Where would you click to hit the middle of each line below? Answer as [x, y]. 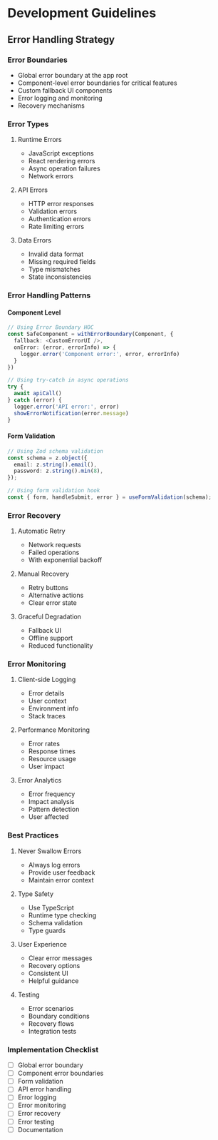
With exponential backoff [65, 560]
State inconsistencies [59, 277]
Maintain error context [61, 880]
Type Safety [35, 894]
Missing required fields [62, 262]
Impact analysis [51, 802]
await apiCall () [38, 394]
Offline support [51, 638]
